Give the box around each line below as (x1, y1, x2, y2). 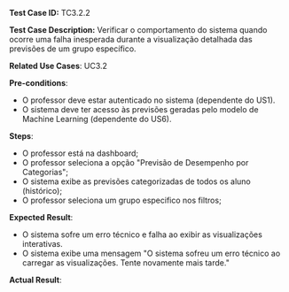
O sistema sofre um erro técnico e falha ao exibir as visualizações (21, 229, 263, 240)
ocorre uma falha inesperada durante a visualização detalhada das (9, 35, 253, 44)
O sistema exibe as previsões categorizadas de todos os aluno (21, 176, 251, 187)
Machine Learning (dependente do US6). (21, 114, 172, 124)
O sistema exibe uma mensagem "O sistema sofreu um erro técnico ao (21, 248, 281, 258)
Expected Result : (9, 212, 74, 222)
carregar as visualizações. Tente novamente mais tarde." (21, 257, 230, 268)
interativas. (21, 239, 64, 249)
